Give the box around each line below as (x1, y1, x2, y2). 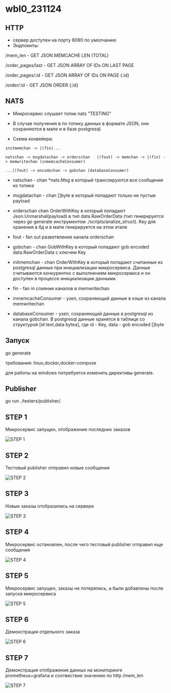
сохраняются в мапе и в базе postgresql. (12, 126, 102, 132)
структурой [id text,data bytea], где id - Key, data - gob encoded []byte (12, 321, 164, 327)
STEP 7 (5, 653, 29, 662)
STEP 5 (5, 571, 29, 580)
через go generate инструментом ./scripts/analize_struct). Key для (12, 218, 156, 225)
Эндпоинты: (12, 42, 39, 49)
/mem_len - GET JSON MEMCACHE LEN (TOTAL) (5, 52, 109, 58)
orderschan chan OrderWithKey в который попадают (12, 208, 126, 214)
